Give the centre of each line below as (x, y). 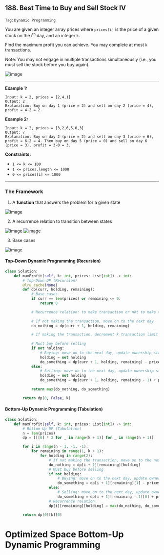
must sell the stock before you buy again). (47, 65)
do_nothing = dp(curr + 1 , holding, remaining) (81, 326)
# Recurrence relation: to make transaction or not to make (93, 312)
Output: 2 (15, 102)
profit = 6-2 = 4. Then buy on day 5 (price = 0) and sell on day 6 (76, 141)
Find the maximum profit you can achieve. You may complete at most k (76, 45)
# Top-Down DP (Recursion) (50, 280)
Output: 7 (15, 133)
